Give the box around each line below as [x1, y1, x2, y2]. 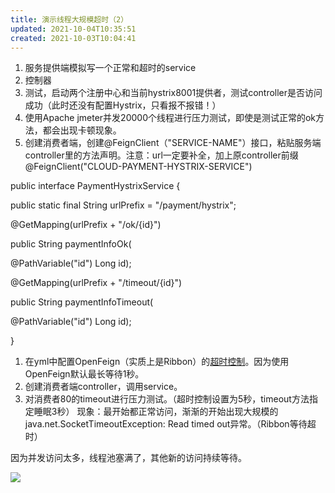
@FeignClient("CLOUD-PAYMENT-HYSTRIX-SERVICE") [24, 161, 253, 173]
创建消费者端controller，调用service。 [24, 381, 183, 393]
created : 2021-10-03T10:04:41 [10, 33, 137, 43]
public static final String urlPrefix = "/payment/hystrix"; [10, 199, 237, 211]
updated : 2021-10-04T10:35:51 [10, 24, 137, 34]
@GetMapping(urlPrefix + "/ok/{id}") [10, 219, 162, 231]
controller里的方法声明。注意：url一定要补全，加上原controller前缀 [24, 149, 299, 161]
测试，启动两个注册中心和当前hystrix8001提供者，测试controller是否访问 [24, 87, 323, 99]
